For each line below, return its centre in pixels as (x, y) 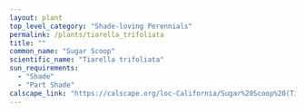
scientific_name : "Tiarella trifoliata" (87, 60)
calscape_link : (38, 93)
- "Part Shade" (46, 85)
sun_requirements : (44, 69)
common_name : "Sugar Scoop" (63, 51)
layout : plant (36, 18)
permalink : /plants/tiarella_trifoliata (87, 34)
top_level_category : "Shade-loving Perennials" (101, 26)
